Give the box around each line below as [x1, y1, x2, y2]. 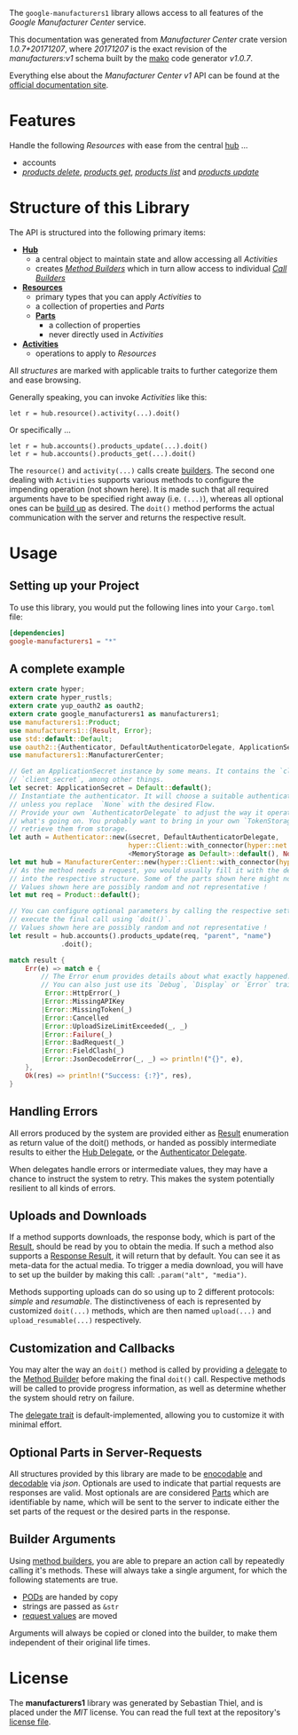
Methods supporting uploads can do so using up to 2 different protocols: [9, 1287, 275, 1297]
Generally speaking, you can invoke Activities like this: [9, 391, 208, 402]
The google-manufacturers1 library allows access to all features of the [9, 8, 263, 18]
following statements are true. [9, 1574, 119, 1585]
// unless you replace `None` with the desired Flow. [9, 800, 216, 808]
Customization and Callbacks [9, 1340, 176, 1356]
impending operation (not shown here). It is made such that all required [9, 484, 269, 494]
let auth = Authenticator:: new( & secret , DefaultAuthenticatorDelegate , [9, 833, 279, 842]
